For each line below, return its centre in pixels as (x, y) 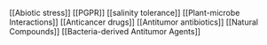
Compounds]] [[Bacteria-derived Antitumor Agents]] (105, 31)
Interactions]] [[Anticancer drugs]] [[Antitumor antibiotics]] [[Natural (134, 22)
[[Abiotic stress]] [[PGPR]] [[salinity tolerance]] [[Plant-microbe (125, 13)
